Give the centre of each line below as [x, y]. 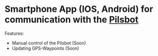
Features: [14, 33]
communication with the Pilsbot [72, 20]
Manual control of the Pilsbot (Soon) [49, 43]
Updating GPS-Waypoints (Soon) [45, 48]
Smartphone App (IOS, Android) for [79, 9]
